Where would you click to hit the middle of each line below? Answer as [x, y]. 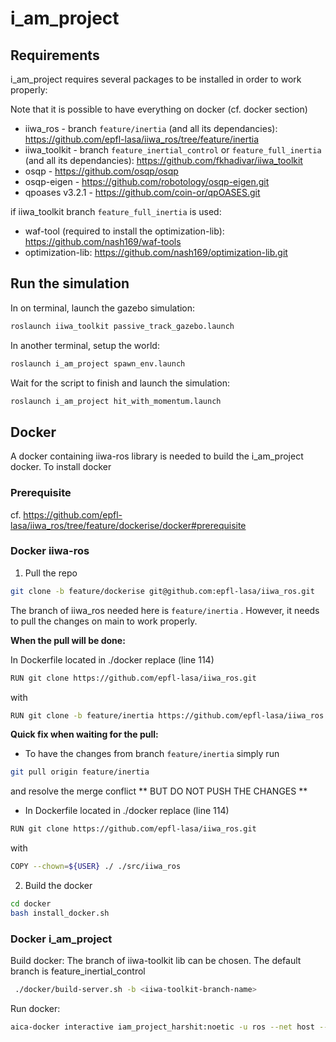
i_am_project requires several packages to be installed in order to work [156, 79]
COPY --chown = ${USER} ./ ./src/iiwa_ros [96, 867]
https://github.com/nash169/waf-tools [103, 241]
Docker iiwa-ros [50, 551]
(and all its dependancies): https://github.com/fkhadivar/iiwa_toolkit [163, 160]
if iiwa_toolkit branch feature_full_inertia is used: [116, 211]
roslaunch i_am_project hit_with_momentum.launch [116, 401]
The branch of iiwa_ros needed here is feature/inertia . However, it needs [165, 610]
